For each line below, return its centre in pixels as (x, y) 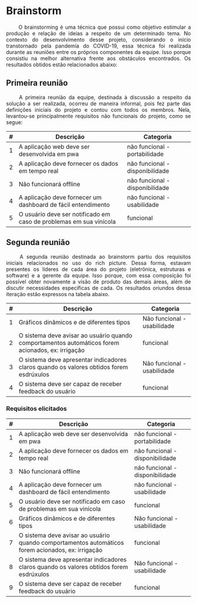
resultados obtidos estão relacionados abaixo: (62, 64)
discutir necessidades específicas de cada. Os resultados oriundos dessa (98, 288)
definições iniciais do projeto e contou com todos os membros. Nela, (98, 109)
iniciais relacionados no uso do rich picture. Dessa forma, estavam (98, 263)
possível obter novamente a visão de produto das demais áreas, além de (98, 282)
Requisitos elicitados (37, 408)
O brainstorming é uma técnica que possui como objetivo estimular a (105, 27)
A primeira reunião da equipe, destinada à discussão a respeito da (105, 97)
